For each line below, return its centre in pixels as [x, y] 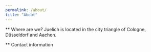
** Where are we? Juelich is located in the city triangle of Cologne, [76, 29]
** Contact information [29, 44]
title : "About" [21, 15]
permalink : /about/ [26, 10]
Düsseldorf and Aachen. [31, 35]
